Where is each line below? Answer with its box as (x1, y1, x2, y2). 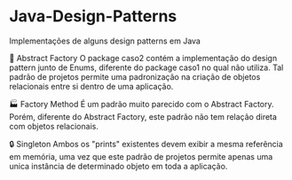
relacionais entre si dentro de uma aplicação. (9, 81, 174, 91)
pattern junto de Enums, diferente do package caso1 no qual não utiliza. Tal (9, 62, 284, 73)
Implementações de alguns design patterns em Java (9, 35, 201, 46)
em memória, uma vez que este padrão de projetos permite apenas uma (9, 151, 273, 161)
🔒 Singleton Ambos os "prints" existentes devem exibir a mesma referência (9, 138, 284, 149)
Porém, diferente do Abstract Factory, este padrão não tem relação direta (9, 111, 278, 121)
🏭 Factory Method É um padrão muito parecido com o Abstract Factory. (9, 98, 274, 109)
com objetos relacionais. (9, 121, 99, 131)
